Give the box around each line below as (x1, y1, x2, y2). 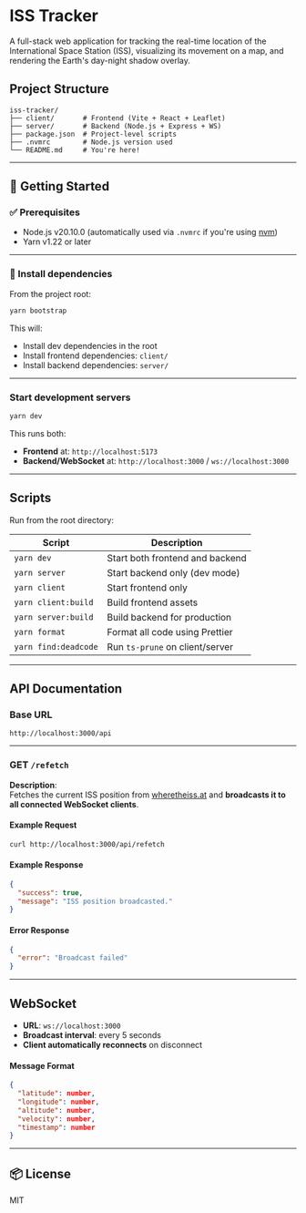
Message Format (9, 1060, 75, 1071)
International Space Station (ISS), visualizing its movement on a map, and (9, 45, 284, 56)
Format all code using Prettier (107, 625, 234, 638)
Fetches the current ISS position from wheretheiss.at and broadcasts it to (9, 789, 287, 800)
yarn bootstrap (9, 306, 67, 315)
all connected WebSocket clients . (9, 798, 139, 809)
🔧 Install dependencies (9, 268, 113, 281)
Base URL (9, 708, 53, 721)
